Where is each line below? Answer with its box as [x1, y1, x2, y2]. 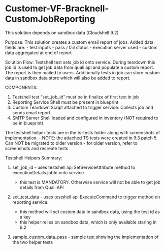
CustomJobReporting [5, 13, 96, 25]
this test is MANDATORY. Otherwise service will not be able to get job [19, 179, 161, 185]
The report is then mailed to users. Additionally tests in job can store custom [5, 69, 160, 75]
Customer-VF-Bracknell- [5, 3, 109, 14]
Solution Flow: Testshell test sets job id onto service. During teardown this [5, 59, 155, 65]
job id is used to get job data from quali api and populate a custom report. [5, 64, 154, 70]
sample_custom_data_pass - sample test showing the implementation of [12, 234, 159, 240]
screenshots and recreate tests [5, 145, 68, 151]
